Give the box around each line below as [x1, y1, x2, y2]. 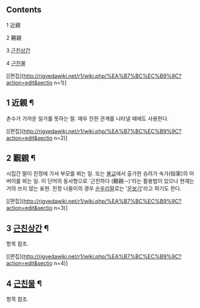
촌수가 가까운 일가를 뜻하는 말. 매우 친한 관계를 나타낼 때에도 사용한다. [6, 115, 169, 122]
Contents [6, 5, 42, 15]
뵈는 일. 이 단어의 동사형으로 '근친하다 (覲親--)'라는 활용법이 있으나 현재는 [22, 178, 195, 185]
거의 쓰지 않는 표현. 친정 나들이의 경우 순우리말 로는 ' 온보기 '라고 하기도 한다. [6, 185, 182, 192]
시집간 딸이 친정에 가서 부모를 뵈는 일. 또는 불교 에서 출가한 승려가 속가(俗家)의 [6, 170, 188, 177]
